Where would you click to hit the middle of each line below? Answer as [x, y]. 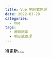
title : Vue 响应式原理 [26, 9]
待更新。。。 [16, 51]
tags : [10, 28]
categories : [17, 18]
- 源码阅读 [19, 32]
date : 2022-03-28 [23, 14]
